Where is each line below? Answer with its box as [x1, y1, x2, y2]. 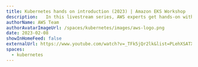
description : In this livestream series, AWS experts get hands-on [6, 14, 181, 20]
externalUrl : [6, 41, 38, 47]
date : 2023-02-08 [6, 30, 49, 36]
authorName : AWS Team [6, 19, 60, 25]
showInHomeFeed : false [6, 36, 62, 41]
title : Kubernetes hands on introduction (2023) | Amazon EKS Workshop [6, 8, 186, 15]
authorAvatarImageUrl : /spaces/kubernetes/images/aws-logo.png [6, 24, 165, 31]
